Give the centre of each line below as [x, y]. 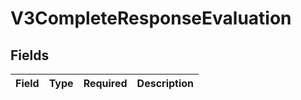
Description [165, 83]
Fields [30, 55]
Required [105, 83]
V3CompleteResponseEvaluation [151, 18]
